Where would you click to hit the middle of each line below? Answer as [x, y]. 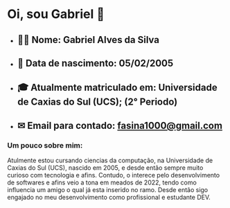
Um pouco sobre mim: [45, 145]
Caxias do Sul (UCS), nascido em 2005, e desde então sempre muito [105, 168]
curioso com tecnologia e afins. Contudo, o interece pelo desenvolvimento [114, 175]
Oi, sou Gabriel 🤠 [56, 14]
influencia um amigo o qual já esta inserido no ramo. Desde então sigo [108, 190]
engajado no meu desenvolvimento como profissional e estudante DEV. [109, 198]
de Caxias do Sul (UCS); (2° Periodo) [97, 102]
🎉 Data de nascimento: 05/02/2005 [95, 63]
